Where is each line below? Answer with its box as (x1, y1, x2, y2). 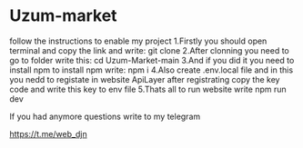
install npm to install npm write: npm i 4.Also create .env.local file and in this (9, 64, 294, 75)
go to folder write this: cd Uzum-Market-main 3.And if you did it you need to (9, 54, 295, 65)
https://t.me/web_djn (9, 128, 88, 139)
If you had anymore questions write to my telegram (9, 111, 201, 122)
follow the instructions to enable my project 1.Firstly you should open (9, 35, 268, 46)
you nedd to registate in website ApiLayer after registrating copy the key (9, 74, 280, 84)
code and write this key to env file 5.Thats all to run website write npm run (9, 84, 287, 94)
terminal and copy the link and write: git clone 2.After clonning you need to (9, 44, 289, 55)
